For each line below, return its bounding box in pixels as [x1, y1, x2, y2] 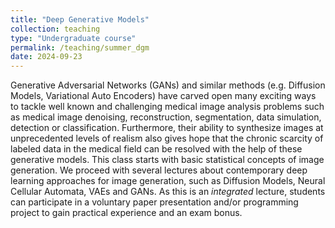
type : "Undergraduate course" [10, 33, 137, 43]
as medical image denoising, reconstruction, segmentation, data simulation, [10, 111, 322, 123]
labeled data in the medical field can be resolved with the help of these [10, 143, 303, 155]
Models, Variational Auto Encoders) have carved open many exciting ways [10, 90, 317, 102]
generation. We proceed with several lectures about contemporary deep [10, 164, 308, 176]
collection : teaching [10, 24, 101, 34]
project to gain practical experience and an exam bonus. [10, 207, 243, 219]
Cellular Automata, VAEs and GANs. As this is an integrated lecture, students [10, 186, 326, 198]
